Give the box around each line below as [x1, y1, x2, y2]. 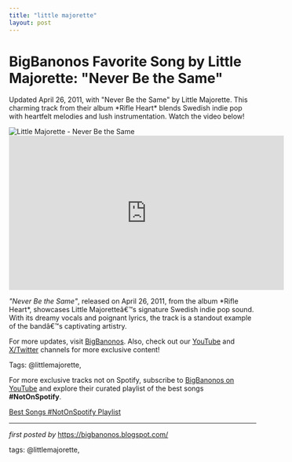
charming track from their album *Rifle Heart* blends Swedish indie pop [9, 104, 243, 113]
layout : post [9, 19, 52, 27]
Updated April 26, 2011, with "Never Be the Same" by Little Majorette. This [9, 95, 248, 104]
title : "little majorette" [9, 11, 97, 20]
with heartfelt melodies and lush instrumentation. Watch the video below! [9, 111, 246, 122]
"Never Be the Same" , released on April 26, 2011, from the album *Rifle [9, 296, 239, 306]
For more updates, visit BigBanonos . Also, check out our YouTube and [9, 336, 235, 346]
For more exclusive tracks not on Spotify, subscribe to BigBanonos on [9, 376, 235, 385]
